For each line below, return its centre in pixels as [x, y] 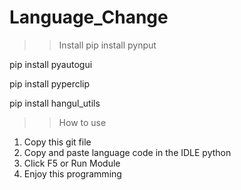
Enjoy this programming [72, 173]
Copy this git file [57, 142]
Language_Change [89, 17]
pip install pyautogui [51, 64]
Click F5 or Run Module [72, 163]
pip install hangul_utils [55, 103]
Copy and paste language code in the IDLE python [127, 152]
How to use [82, 122]
